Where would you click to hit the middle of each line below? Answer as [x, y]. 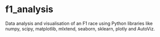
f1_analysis [29, 9]
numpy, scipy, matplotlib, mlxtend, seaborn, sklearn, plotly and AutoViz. [80, 28]
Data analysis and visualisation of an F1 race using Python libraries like [79, 23]
